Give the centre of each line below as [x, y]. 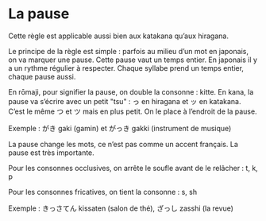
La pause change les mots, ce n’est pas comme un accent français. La [123, 144]
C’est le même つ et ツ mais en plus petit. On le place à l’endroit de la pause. [133, 111]
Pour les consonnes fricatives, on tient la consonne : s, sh [102, 192]
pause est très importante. [52, 153]
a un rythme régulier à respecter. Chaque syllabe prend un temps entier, [126, 68]
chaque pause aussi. [42, 76]
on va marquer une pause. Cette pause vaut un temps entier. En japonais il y [133, 60]
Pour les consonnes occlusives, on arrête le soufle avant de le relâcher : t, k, [133, 168]
